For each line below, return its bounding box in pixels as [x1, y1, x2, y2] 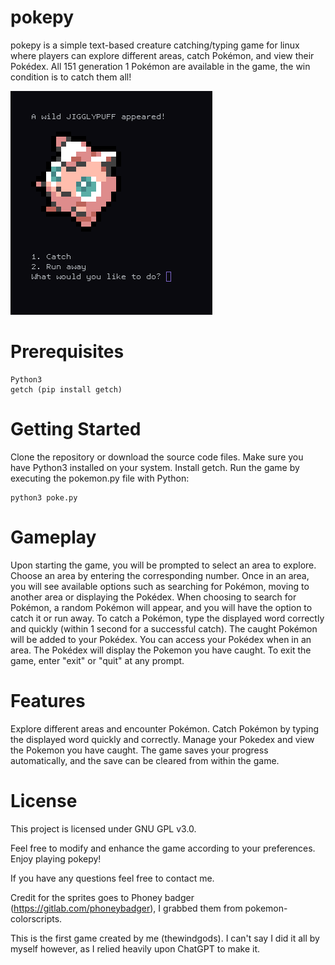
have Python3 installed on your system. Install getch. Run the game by [10, 461, 300, 473]
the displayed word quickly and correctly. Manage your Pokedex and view [10, 733, 315, 745]
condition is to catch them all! [10, 71, 132, 83]
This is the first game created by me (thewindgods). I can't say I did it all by [10, 932, 320, 944]
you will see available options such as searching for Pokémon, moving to [10, 580, 310, 592]
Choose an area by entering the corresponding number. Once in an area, [10, 569, 310, 581]
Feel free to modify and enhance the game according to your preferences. [10, 842, 316, 854]
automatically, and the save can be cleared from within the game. [10, 754, 280, 766]
